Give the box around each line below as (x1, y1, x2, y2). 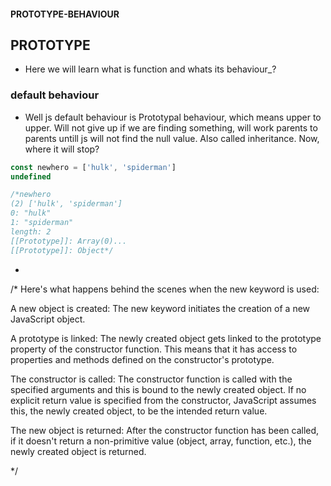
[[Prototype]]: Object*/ (10, 245, 114, 255)
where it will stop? (24, 143, 100, 155)
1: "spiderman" (10, 218, 74, 228)
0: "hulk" (10, 208, 52, 219)
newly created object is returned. (10, 445, 147, 457)
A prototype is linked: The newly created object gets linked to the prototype (10, 332, 322, 344)
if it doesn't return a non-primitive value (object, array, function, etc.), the (10, 435, 312, 447)
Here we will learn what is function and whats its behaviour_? (24, 63, 277, 75)
